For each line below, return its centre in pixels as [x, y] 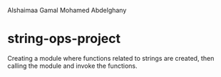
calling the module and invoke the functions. [72, 66]
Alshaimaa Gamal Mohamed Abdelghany [67, 10]
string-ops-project [64, 39]
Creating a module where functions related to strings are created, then [111, 58]
